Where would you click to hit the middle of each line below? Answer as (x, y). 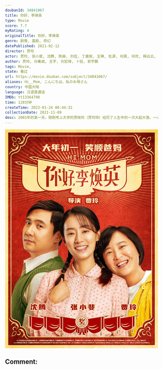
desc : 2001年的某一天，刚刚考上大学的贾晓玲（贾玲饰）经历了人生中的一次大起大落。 (79, 118)
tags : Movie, (18, 66)
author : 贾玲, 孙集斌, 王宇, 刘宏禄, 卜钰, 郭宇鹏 (52, 61)
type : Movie (17, 20)
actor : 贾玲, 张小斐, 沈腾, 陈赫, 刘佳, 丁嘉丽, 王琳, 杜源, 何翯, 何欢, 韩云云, (81, 56)
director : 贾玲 (20, 51)
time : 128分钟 (19, 102)
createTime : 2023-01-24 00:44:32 (39, 107)
